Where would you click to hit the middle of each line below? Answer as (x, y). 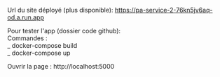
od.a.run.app (26, 17)
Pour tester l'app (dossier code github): (64, 31)
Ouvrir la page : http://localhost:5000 (61, 66)
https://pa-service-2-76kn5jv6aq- (164, 10)
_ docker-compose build (42, 45)
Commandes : (27, 38)
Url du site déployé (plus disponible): (60, 10)
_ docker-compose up (39, 53)
